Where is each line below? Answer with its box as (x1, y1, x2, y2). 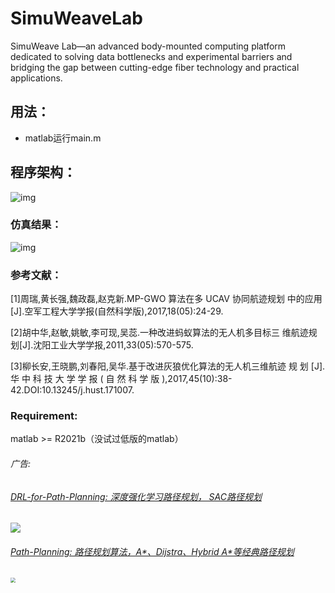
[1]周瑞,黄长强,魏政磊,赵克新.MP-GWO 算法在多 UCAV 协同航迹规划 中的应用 (10, 293, 323, 305)
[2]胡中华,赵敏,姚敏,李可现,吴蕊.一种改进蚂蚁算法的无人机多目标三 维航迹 (10, 327, 309, 339)
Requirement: (10, 409, 78, 423)
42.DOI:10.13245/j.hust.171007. (10, 384, 135, 396)
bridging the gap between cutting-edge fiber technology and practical (10, 61, 300, 73)
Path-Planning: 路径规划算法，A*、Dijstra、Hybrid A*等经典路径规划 (10, 545, 295, 557)
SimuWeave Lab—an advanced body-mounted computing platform (10, 40, 287, 52)
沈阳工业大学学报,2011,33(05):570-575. (33, 339, 194, 351)
